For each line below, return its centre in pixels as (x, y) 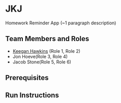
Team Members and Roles (47, 39)
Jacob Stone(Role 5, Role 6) (42, 62)
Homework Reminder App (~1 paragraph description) (61, 23)
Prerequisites (27, 78)
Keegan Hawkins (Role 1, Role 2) (46, 51)
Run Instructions (32, 95)
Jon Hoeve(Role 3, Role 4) (40, 56)
